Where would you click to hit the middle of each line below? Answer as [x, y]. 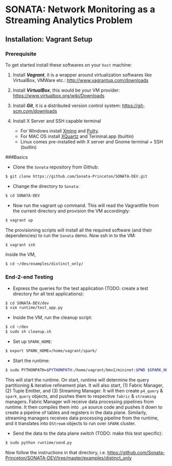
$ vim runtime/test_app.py [34, 308]
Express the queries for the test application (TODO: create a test [80, 288]
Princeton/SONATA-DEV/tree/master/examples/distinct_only [69, 458]
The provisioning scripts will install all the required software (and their [79, 230]
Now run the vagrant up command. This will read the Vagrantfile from [86, 205]
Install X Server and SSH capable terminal [57, 121]
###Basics [17, 157]
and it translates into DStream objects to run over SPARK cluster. [71, 423]
